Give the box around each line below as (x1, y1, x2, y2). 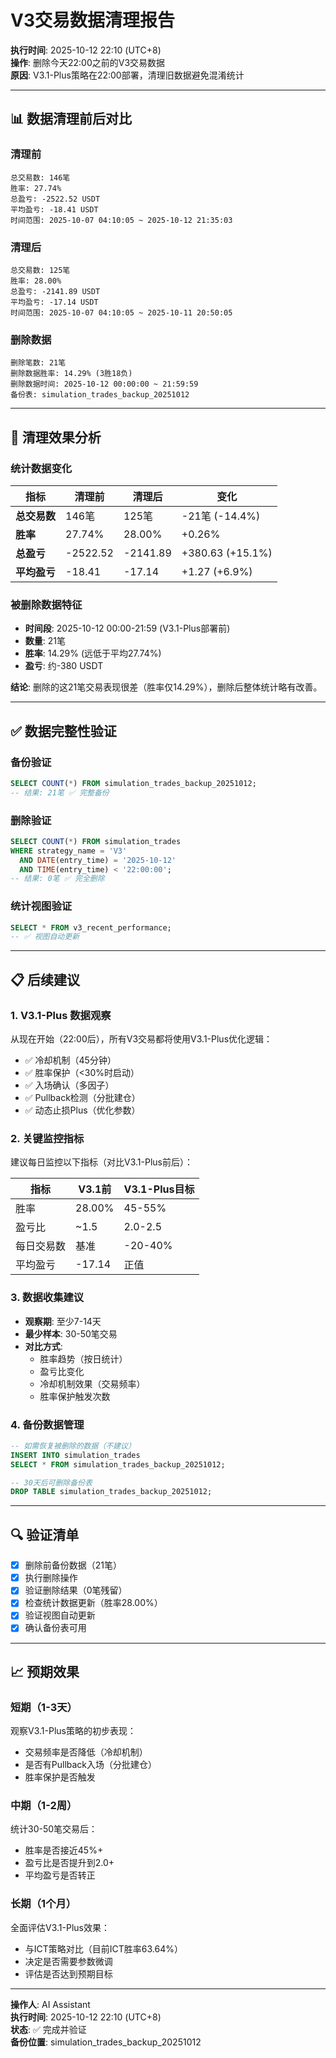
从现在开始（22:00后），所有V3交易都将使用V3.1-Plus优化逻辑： (10, 1033, 273, 1045)
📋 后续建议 (10, 971, 81, 988)
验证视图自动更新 (24, 1609, 96, 1621)
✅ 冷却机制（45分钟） (24, 1054, 117, 1066)
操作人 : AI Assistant (10, 1998, 91, 2010)
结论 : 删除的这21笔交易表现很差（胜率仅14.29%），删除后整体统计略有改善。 (10, 681, 323, 693)
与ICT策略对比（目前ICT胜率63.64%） (24, 1942, 184, 1955)
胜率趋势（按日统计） (39, 1352, 128, 1365)
